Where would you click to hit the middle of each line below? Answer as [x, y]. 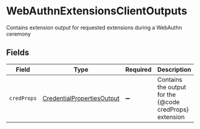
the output [172, 87]
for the [167, 94]
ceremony [18, 33]
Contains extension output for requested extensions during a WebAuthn [94, 27]
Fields [18, 53]
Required [138, 69]
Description [174, 69]
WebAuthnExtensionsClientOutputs [97, 11]
